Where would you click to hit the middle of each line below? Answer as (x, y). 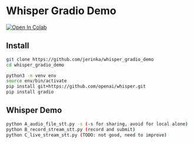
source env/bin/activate (36, 81)
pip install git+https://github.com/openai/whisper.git (76, 87)
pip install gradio (30, 92)
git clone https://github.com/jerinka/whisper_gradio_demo (80, 59)
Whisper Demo (34, 110)
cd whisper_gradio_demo (35, 65)
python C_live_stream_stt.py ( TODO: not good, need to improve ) (86, 135)
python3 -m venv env (31, 76)
